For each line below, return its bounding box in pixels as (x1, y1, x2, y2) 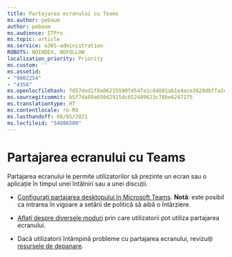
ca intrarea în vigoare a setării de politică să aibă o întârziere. (17, 200, 191, 209)
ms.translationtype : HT (7, 100, 76, 107)
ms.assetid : (7, 68, 41, 75)
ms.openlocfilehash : (7, 87, 67, 94)
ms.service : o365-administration (7, 42, 104, 49)
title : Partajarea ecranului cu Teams (7, 10, 119, 17)
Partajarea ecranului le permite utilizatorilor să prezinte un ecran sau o (7, 172, 207, 181)
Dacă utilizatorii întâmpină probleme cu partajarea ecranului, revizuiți (17, 235, 213, 243)
